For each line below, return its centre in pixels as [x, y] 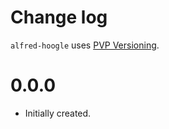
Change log [59, 17]
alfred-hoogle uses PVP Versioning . [85, 45]
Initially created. [58, 113]
